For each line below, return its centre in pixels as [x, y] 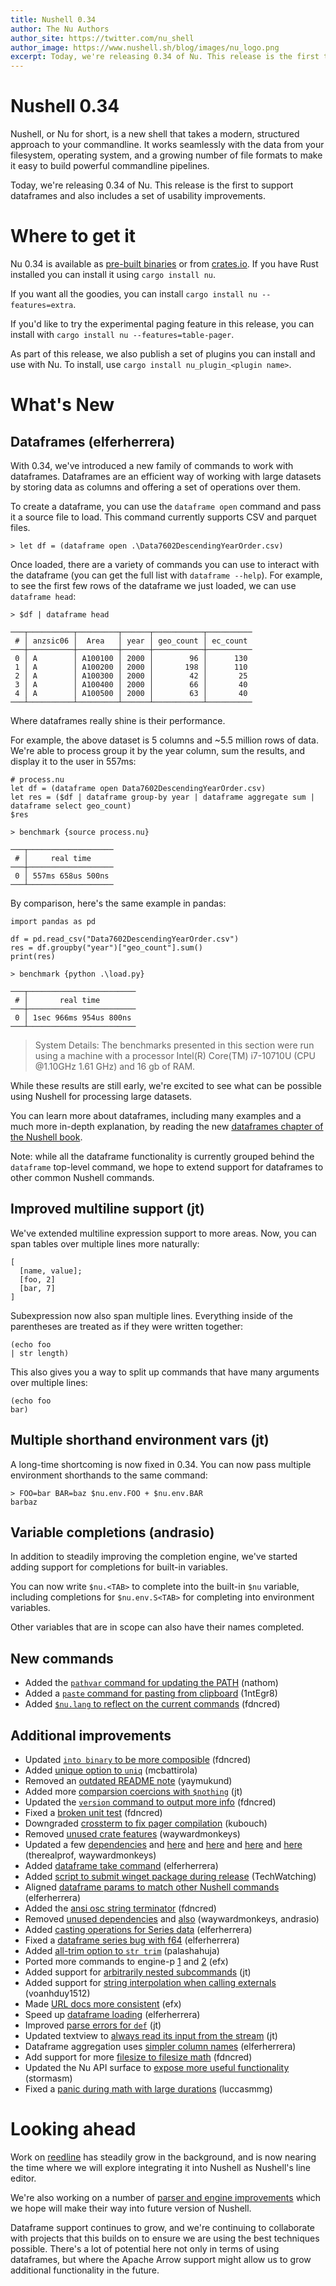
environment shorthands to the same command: [109, 1475]
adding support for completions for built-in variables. [119, 1567]
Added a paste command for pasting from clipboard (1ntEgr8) [151, 1693]
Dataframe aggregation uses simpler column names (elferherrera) [160, 2047]
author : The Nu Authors [60, 29]
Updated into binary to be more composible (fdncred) [138, 1760]
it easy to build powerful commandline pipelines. [110, 166]
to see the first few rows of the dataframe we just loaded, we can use [153, 585]
